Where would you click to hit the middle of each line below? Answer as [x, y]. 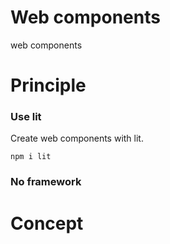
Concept [47, 223]
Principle [48, 85]
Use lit [26, 117]
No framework [46, 182]
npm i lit [31, 157]
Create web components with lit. [77, 138]
